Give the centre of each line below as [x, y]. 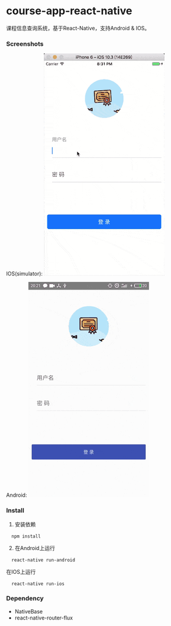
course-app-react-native [69, 11]
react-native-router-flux [44, 618]
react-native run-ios [38, 584]
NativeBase [29, 611]
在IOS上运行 [21, 571]
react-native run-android [43, 560]
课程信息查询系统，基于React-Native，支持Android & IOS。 [78, 28]
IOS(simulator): [25, 274]
